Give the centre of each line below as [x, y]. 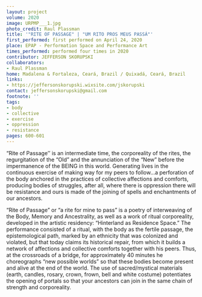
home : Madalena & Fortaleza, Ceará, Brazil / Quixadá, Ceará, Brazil [96, 74]
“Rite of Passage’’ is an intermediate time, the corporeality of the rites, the [99, 153]
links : [15, 79]
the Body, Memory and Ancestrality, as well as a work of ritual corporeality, [100, 216]
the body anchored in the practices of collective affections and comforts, [98, 179]
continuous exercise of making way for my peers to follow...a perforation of [100, 172]
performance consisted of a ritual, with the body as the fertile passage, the [100, 229]
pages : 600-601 [25, 136]
